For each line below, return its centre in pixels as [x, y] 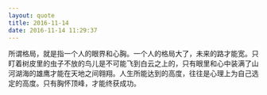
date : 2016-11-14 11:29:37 [53, 30]
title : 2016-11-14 [39, 23]
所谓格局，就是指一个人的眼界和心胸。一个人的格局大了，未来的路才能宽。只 [133, 54]
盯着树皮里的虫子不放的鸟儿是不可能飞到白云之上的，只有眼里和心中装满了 [130, 63]
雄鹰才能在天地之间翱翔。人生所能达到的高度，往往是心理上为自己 [143, 74]
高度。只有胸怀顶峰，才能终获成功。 [81, 83]
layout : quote [32, 15]
